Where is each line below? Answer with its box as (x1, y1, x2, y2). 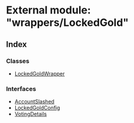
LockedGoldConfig (14, 104, 60, 111)
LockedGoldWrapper (14, 70, 66, 77)
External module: (6, 4, 91, 17)
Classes (6, 57, 30, 65)
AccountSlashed (14, 98, 54, 105)
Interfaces (6, 84, 36, 93)
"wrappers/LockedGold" (6, 16, 129, 29)
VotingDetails (14, 111, 47, 118)
